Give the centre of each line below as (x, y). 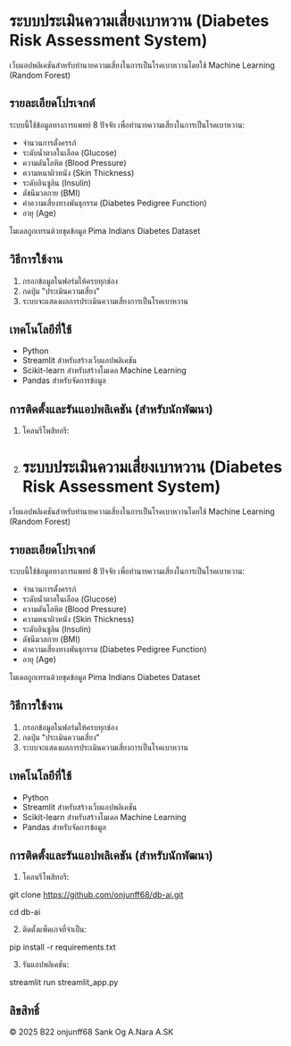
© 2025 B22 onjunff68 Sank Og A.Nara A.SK (91, 1032)
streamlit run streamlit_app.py (64, 983)
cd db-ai (25, 912)
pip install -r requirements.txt (62, 947)
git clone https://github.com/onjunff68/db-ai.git (96, 895)
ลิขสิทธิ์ (25, 1010)
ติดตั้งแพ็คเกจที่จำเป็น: (54, 929)
